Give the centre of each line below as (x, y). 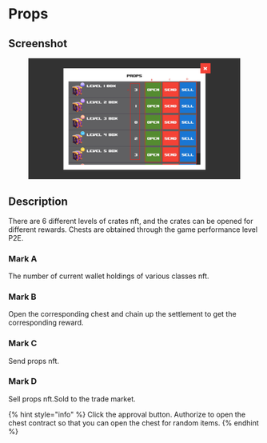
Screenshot (38, 44)
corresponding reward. (46, 323)
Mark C (23, 343)
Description (38, 202)
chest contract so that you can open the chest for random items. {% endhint (133, 423)
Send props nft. (34, 361)
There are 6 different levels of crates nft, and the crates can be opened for (131, 221)
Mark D (23, 381)
